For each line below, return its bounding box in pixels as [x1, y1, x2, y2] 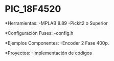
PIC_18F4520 [5, 3, 61, 15]
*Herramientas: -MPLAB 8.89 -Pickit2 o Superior [5, 20, 108, 26]
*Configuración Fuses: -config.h [5, 30, 74, 36]
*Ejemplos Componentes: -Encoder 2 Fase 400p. [5, 39, 109, 46]
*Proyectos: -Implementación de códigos [5, 50, 93, 56]
